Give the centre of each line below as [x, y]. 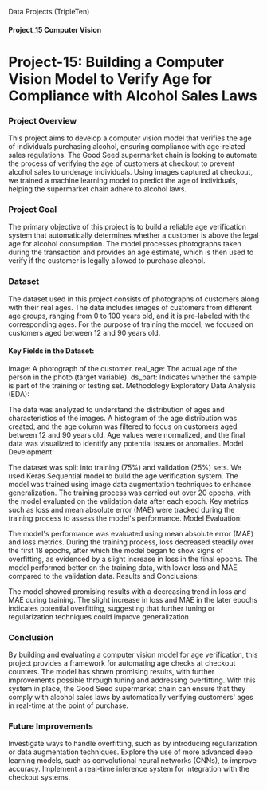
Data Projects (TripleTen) [49, 12]
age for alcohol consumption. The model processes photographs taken [125, 244]
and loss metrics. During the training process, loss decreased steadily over [131, 542]
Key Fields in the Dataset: [51, 351]
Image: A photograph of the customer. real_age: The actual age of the [123, 368]
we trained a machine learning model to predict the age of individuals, [123, 181]
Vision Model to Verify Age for [110, 79]
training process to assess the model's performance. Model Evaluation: [125, 518]
